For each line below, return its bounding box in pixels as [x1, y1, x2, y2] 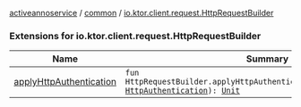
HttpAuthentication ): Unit [125, 86, 240, 96]
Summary [245, 53, 289, 65]
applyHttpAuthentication [13, 76, 116, 88]
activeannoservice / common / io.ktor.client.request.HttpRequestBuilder [9, 8, 274, 18]
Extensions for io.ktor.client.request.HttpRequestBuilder [9, 29, 262, 42]
